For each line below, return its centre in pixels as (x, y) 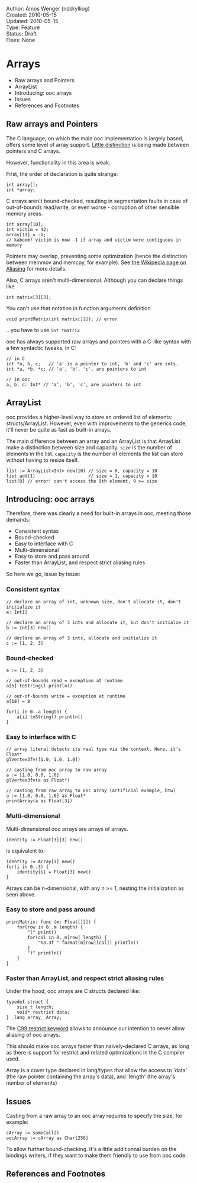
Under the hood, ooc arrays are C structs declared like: (73, 991)
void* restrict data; (43, 1012)
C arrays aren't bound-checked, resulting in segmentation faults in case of (97, 201)
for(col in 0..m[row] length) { (67, 937)
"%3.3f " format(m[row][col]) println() (88, 943)
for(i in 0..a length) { (37, 712)
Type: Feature (23, 27)
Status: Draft (22, 34)
